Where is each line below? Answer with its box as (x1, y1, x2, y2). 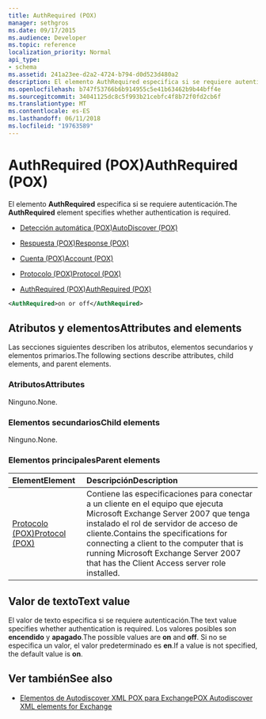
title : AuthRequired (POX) (8, 11, 97, 20)
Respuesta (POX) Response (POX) (19, 238, 129, 248)
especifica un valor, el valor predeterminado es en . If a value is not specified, (8, 641, 258, 650)
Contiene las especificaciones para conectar (86, 489, 253, 500)
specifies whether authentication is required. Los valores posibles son (8, 624, 237, 633)
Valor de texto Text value (8, 595, 131, 608)
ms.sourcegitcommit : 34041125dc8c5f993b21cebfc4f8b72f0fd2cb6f (8, 93, 222, 101)
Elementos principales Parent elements (8, 455, 161, 466)
